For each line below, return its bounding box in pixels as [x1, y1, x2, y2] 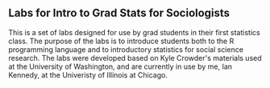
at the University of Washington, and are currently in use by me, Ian [8, 62, 232, 71]
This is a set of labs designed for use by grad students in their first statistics [8, 27, 260, 37]
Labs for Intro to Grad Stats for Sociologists [8, 6, 231, 20]
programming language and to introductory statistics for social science [8, 44, 244, 54]
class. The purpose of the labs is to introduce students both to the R [8, 36, 235, 46]
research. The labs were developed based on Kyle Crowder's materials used [8, 53, 262, 62]
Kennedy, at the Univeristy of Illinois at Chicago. [8, 70, 168, 79]
